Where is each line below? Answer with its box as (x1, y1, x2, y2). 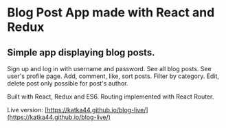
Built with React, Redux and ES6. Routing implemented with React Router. (7, 92, 214, 101)
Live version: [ (7, 106, 47, 114)
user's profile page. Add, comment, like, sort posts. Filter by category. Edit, (7, 72, 220, 80)
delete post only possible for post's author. (7, 79, 128, 87)
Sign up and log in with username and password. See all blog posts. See (7, 65, 212, 73)
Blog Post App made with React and (7, 5, 215, 21)
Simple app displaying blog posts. (7, 47, 155, 58)
